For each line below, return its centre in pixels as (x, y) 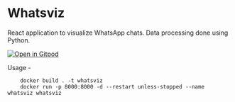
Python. (19, 40)
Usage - (19, 67)
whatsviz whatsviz (34, 93)
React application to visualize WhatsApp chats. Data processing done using (118, 33)
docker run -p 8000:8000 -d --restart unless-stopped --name (112, 86)
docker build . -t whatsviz (61, 80)
